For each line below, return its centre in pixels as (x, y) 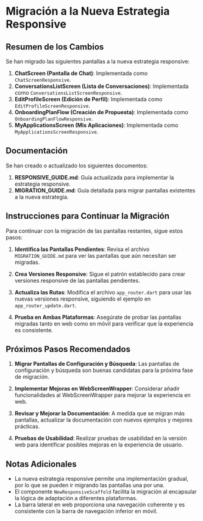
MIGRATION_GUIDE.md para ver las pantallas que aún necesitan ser (95, 255)
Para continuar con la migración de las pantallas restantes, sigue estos (94, 231)
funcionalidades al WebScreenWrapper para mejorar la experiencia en (103, 395)
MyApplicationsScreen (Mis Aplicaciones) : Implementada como (96, 125)
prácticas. (27, 426)
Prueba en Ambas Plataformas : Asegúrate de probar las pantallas (98, 317)
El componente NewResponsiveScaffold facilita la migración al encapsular (106, 492)
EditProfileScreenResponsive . (52, 106)
